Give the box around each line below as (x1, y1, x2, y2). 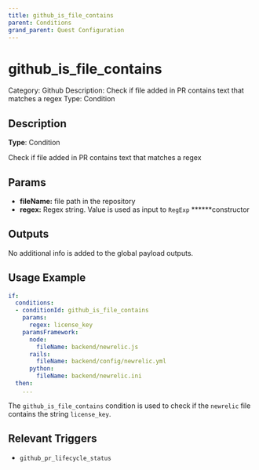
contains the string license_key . (8, 409, 111, 418)
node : (28, 335, 47, 344)
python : (28, 365, 55, 373)
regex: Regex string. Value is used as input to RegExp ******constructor (19, 205, 250, 214)
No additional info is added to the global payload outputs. (8, 248, 194, 257)
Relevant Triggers (8, 432, 97, 446)
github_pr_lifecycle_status (19, 454, 111, 462)
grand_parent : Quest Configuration (8, 26, 125, 34)
